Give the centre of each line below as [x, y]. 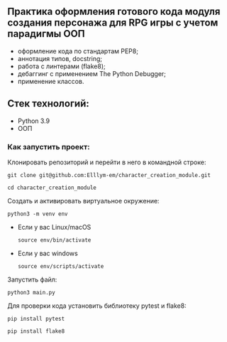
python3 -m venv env [38, 214]
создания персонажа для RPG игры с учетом [113, 23]
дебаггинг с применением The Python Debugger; [92, 73]
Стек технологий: [49, 103]
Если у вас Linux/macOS [54, 227]
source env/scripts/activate [61, 266]
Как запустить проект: [49, 146]
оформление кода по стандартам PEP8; [78, 51]
